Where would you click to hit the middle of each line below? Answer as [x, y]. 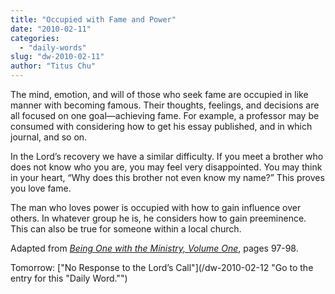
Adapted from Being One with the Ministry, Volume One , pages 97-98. [154, 248]
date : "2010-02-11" [51, 29]
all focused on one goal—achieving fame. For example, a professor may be [165, 115]
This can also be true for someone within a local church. [126, 229]
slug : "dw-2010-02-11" [57, 57]
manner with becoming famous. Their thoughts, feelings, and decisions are [165, 105]
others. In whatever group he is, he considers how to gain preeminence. [158, 218]
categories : [35, 38]
